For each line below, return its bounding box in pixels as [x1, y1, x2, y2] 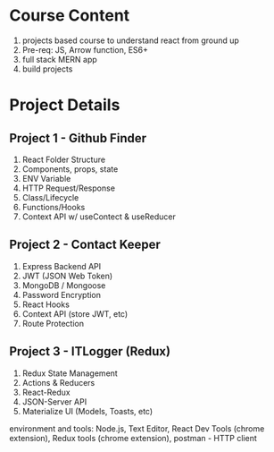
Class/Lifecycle [21, 192, 79, 202]
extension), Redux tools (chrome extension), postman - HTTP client [9, 432, 257, 443]
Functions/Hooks [21, 201, 86, 212]
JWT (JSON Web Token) [21, 270, 113, 281]
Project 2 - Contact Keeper [9, 237, 161, 252]
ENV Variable [21, 173, 71, 183]
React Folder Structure [21, 154, 105, 165]
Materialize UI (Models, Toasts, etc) [21, 405, 154, 416]
